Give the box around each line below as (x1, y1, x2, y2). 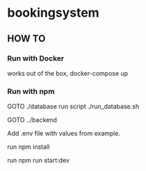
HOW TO (7, 33, 46, 44)
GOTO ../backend (7, 116, 58, 124)
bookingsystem (7, 5, 99, 21)
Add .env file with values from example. (7, 129, 120, 138)
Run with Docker (7, 54, 65, 63)
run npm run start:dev (7, 156, 70, 165)
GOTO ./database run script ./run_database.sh (7, 102, 140, 111)
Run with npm (7, 86, 55, 96)
